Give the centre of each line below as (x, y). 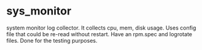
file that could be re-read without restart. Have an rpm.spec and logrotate (99, 34)
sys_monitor (39, 11)
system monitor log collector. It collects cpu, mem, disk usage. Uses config (101, 28)
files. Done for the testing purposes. (52, 40)
